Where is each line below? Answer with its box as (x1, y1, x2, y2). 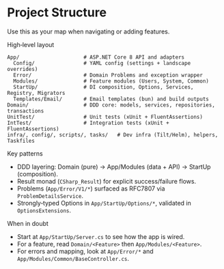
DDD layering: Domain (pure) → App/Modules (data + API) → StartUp (16, 162, 211, 171)
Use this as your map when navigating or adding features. (7, 27, 170, 36)
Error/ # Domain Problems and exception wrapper (13, 72, 204, 79)
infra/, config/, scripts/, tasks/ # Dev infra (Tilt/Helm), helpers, (7, 131, 219, 138)
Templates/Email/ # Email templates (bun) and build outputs (13, 96, 210, 102)
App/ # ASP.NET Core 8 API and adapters (7, 53, 185, 61)
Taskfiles (7, 137, 36, 144)
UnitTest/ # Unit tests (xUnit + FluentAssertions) (7, 113, 204, 120)
